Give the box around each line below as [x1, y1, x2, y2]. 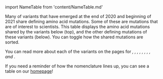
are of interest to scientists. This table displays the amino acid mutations [5, 24, 150, 30]
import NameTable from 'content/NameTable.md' [5, 4, 103, 10]
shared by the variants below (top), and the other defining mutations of [5, 29, 147, 34]
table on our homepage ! [5, 68, 54, 74]
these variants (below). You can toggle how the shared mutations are [5, 34, 144, 40]
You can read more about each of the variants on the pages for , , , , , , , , [5, 48, 151, 54]
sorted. [5, 39, 19, 45]
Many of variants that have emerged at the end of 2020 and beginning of [5, 14, 152, 19]
